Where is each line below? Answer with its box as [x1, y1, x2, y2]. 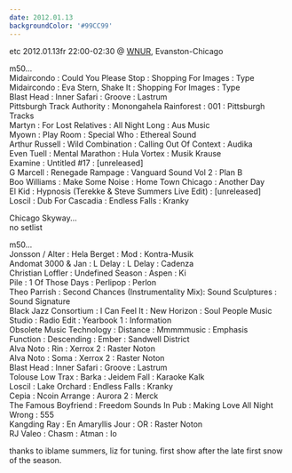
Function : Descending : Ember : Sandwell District [9, 333, 190, 344]
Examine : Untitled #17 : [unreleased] [9, 157, 144, 168]
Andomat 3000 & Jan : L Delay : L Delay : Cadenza [9, 258, 194, 269]
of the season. [9, 454, 62, 465]
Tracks [9, 110, 35, 121]
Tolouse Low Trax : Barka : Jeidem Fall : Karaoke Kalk [9, 371, 205, 382]
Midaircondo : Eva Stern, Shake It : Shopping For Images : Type [9, 82, 241, 92]
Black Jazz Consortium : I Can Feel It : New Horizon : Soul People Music [9, 305, 272, 316]
